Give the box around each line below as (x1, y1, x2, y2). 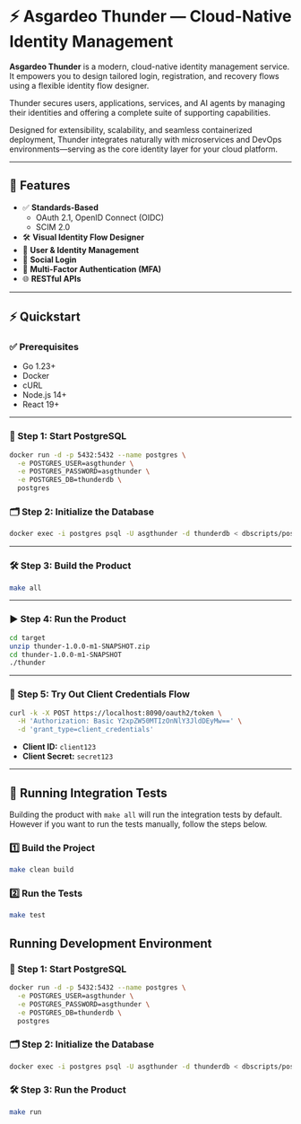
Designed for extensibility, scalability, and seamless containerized (9, 124, 253, 135)
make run (9, 1107, 42, 1117)
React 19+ (21, 400, 60, 410)
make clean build (9, 865, 74, 874)
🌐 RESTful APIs (21, 273, 82, 284)
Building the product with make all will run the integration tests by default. (9, 809, 282, 820)
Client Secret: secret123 (21, 751, 114, 762)
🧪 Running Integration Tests (9, 786, 168, 801)
